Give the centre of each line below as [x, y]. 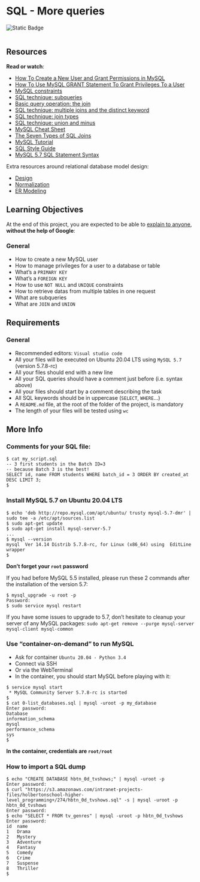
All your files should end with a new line [64, 372]
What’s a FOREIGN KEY [41, 278]
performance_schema [31, 729]
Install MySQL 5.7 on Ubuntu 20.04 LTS [64, 500]
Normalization [32, 184]
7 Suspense [22, 863]
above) [24, 385]
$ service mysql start [34, 687]
